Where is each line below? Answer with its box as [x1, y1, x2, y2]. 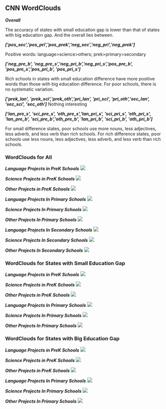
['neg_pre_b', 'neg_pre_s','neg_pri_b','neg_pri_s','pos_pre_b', [5, 60, 133, 66]
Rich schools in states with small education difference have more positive [5, 75, 155, 81]
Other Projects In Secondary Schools [5, 247, 83, 253]
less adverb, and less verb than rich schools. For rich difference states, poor [5, 131, 161, 137]
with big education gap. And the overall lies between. [5, 32, 114, 38]
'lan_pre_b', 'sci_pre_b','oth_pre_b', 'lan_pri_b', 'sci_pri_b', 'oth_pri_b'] [5, 116, 153, 122]
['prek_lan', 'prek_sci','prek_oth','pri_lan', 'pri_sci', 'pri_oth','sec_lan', [5, 96, 150, 102]
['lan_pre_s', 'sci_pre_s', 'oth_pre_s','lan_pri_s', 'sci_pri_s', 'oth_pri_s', [5, 111, 152, 117]
